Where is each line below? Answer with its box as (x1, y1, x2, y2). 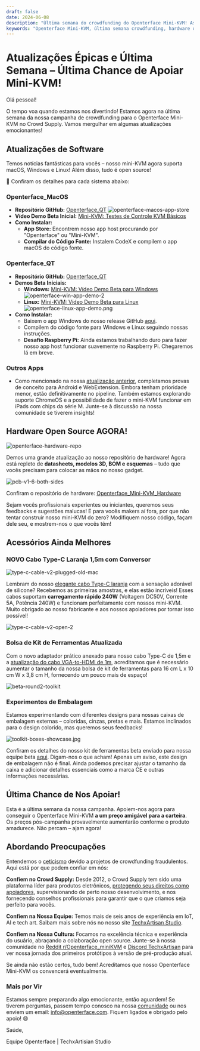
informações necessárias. (6, 772, 70, 779)
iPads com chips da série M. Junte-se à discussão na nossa (14, 402, 162, 409)
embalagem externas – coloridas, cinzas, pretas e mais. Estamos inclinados (6, 717, 192, 725)
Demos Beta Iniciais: (14, 279, 67, 286)
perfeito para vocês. (6, 901, 56, 908)
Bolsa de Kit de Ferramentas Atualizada (6, 639, 123, 647)
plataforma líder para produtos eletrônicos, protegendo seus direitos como (6, 882, 189, 889)
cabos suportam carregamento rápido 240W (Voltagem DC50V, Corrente (6, 593, 188, 600)
